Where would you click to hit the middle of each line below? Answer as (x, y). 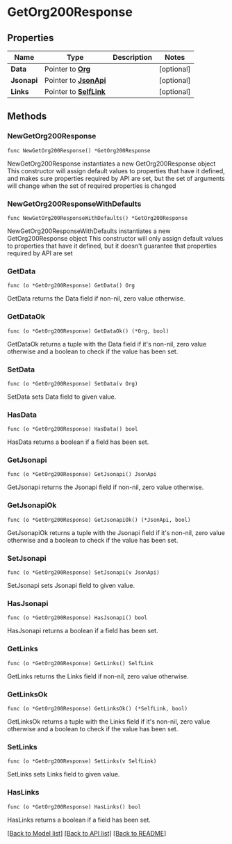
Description (133, 57)
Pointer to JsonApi (75, 80)
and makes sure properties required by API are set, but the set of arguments (116, 178)
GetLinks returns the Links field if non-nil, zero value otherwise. (98, 676)
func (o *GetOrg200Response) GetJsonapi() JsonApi (82, 475)
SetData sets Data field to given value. (62, 397)
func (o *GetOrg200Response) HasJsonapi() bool (77, 618)
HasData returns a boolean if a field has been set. (78, 442)
